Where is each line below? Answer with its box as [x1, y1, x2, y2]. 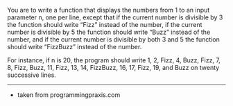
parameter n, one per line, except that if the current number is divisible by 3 [7, 13, 223, 21]
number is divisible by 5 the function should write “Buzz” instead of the [7, 28, 211, 36]
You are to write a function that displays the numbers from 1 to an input [7, 6, 210, 14]
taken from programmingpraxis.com [17, 91, 121, 99]
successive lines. [7, 71, 57, 79]
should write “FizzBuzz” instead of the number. [7, 43, 142, 51]
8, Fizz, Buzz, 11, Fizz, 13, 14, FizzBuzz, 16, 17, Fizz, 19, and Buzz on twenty [7, 64, 220, 71]
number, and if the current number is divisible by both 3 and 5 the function [7, 35, 220, 44]
